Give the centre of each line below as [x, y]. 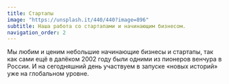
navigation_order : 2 [37, 32]
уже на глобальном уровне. [48, 74]
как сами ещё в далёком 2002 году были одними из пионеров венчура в [115, 59]
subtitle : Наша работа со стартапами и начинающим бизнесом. [97, 26]
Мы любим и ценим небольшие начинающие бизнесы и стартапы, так [110, 52]
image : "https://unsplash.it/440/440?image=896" [78, 20]
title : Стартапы [30, 13]
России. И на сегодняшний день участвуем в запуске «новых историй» [112, 66]
